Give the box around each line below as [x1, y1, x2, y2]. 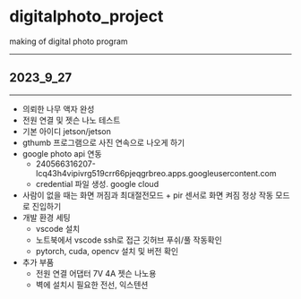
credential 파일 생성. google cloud [35, 178, 159, 189]
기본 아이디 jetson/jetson [21, 125, 112, 136]
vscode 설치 [35, 223, 81, 234]
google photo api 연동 [21, 148, 102, 158]
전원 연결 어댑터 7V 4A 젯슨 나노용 [35, 268, 157, 278]
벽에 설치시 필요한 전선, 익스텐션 [35, 279, 149, 290]
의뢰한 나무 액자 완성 [21, 103, 95, 114]
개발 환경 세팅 [21, 212, 71, 223]
